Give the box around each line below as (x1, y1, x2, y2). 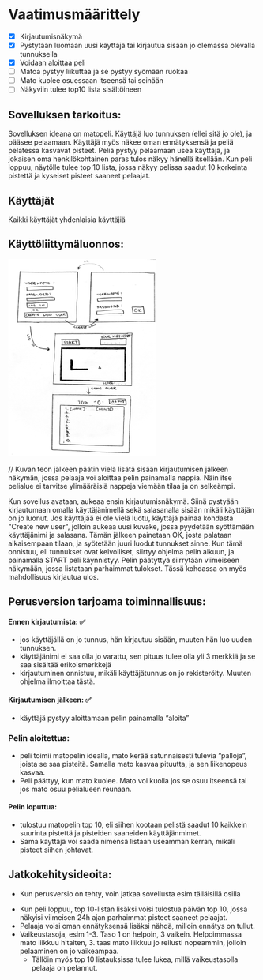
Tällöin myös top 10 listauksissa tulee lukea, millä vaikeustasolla (31, 954, 239, 964)
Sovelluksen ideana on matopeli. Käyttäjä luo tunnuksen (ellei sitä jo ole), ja (8, 129, 253, 139)
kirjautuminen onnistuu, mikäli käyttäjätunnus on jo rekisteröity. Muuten (19, 669, 252, 678)
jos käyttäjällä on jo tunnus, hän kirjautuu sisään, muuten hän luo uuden (19, 635, 253, 644)
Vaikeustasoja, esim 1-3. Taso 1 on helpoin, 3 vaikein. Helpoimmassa (19, 929, 242, 939)
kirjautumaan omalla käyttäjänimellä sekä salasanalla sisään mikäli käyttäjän (8, 505, 255, 514)
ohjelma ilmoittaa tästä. (19, 677, 96, 686)
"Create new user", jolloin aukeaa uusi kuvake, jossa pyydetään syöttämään (8, 521, 254, 531)
